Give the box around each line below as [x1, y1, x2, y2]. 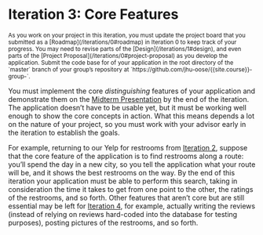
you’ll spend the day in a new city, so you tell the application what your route [8, 159, 256, 169]
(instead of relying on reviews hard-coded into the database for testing [8, 209, 238, 219]
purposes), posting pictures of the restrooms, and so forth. [8, 218, 199, 227]
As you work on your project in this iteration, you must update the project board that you [8, 31, 246, 39]
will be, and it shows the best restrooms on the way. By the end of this [8, 168, 236, 177]
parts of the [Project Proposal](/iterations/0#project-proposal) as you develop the [8, 52, 228, 60]
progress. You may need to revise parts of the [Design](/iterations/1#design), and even [8, 45, 242, 52]
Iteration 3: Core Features [8, 5, 179, 23]
